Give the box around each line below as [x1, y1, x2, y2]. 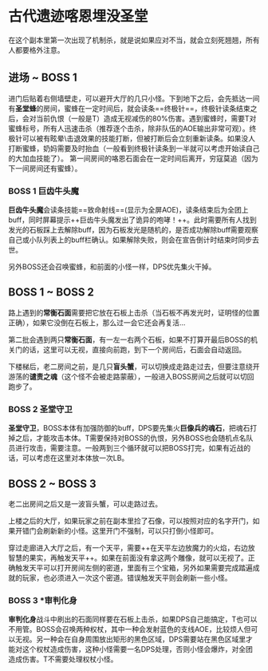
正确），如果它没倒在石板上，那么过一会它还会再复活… [8, 317, 186, 328]
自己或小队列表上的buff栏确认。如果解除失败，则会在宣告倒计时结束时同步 [8, 235, 253, 244]
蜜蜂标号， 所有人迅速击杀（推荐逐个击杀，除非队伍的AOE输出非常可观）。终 [8, 123, 257, 133]
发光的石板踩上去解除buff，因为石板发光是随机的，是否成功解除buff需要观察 [8, 225, 259, 235]
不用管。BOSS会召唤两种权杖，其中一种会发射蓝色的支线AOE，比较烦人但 [8, 625, 251, 634]
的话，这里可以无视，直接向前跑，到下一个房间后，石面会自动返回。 [22, 344, 246, 354]
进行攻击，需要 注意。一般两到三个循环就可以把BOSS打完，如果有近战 [14, 443, 244, 453]
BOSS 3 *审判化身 [8, 594, 77, 605]
